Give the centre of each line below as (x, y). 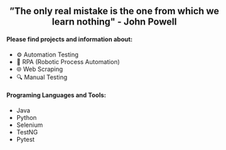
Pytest (25, 139)
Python (26, 117)
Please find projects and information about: (70, 39)
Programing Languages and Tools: (56, 95)
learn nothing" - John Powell (114, 22)
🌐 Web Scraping (39, 69)
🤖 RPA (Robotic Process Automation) (68, 61)
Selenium (29, 125)
